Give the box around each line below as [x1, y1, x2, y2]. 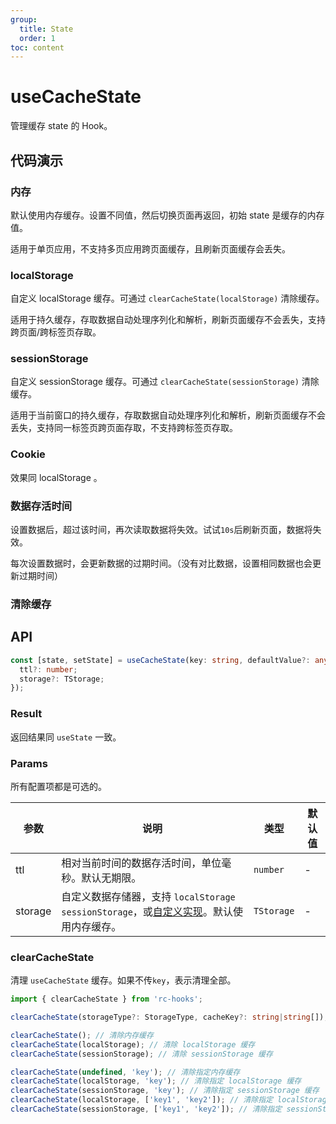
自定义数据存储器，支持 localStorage [61, 889, 236, 903]
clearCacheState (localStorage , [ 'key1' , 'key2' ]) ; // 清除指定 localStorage [10, 1095, 332, 1105]
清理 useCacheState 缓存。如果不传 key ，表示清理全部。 [10, 974, 237, 986]
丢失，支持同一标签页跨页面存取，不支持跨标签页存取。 [10, 422, 238, 434]
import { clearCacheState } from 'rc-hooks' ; [10, 994, 203, 1005]
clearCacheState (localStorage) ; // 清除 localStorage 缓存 [10, 1039, 256, 1050]
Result [10, 707, 43, 721]
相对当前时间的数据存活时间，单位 [61, 856, 222, 870]
